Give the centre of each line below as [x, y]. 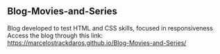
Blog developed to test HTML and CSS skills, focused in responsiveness [110, 28]
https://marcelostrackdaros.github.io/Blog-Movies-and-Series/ [97, 43]
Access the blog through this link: [55, 35]
